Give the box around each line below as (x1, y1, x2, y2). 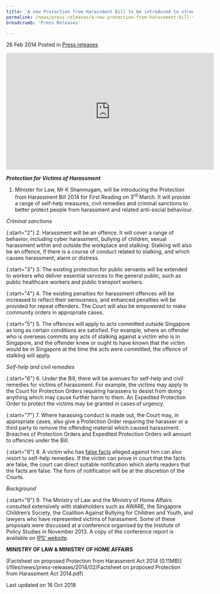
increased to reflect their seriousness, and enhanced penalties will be (6, 296, 176, 303)
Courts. (6, 474, 25, 481)
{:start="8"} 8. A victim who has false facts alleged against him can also (6, 449, 182, 456)
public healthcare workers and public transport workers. (6, 278, 144, 285)
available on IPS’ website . (6, 535, 69, 542)
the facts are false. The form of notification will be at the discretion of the (6, 467, 185, 475)
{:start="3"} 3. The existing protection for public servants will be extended (6, 266, 188, 273)
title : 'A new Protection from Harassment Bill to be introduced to (6, 8, 179, 15)
